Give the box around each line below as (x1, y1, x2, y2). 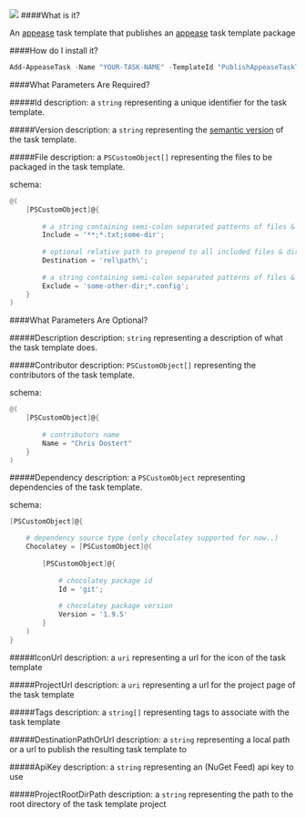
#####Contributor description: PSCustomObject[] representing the (9, 360, 257, 371)
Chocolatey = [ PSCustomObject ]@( (25, 543, 153, 552)
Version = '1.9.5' (57, 610, 128, 619)
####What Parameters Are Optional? (9, 315, 148, 326)
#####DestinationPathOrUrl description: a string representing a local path (9, 734, 291, 745)
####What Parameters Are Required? (9, 78, 150, 90)
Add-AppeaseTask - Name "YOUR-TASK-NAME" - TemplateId (9, 63, 214, 72)
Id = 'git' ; (57, 585, 104, 594)
